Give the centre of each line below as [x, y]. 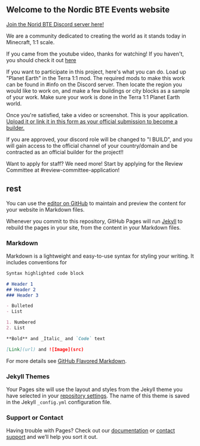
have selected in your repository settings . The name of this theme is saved [98, 395]
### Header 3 [22, 295]
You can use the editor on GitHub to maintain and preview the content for [96, 203]
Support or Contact [35, 417]
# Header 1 [20, 284]
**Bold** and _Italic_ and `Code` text [56, 338]
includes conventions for [37, 262]
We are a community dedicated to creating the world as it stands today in [96, 36]
